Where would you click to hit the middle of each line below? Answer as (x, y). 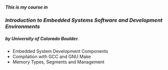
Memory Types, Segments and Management (58, 62)
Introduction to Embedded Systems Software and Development (84, 20)
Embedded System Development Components (60, 51)
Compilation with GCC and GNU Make (52, 56)
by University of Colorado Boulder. (42, 38)
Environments (23, 26)
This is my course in (27, 7)
